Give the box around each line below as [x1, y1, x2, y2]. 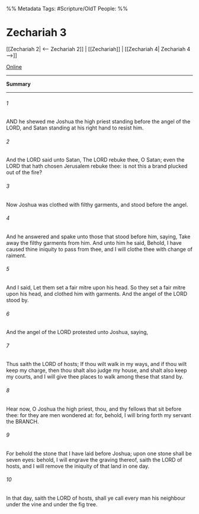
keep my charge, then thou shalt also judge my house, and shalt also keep [6, 367, 188, 374]
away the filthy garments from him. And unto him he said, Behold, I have [6, 239, 182, 246]
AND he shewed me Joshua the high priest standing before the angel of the [6, 118, 191, 125]
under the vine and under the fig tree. [6, 500, 98, 507]
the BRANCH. [6, 418, 39, 425]
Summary [6, 80, 31, 87]
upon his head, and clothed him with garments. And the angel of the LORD [6, 290, 188, 297]
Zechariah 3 [6, 26, 67, 39]
